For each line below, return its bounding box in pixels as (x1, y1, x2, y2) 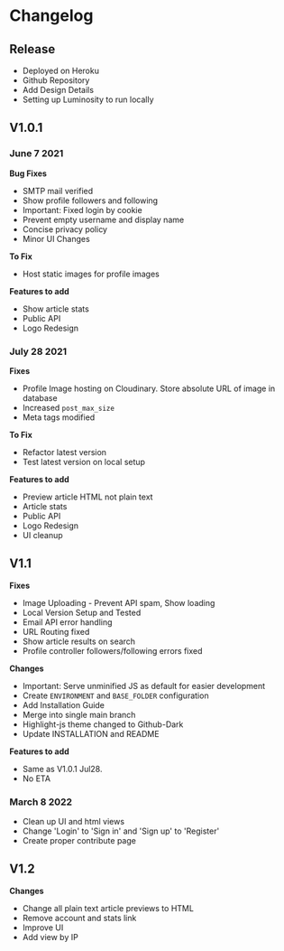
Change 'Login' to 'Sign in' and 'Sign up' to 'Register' (22, 825, 220, 836)
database (22, 392, 58, 403)
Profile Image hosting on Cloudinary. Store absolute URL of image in (22, 383, 276, 394)
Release (9, 42, 56, 57)
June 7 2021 (9, 147, 64, 160)
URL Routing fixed (22, 626, 90, 637)
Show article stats (22, 303, 90, 314)
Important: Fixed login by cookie (22, 204, 142, 215)
